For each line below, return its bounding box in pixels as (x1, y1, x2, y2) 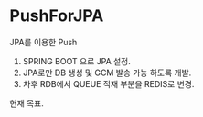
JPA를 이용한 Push (9, 36, 78, 47)
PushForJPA (9, 5, 104, 26)
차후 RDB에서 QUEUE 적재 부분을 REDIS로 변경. (22, 78, 195, 89)
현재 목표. (9, 97, 44, 109)
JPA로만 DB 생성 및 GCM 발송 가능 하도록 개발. (22, 67, 192, 78)
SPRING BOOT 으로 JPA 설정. (22, 55, 131, 66)
